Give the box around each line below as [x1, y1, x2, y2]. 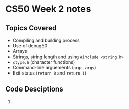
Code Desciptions [5, 85, 63, 94]
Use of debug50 [12, 43, 48, 49]
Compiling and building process [12, 37, 80, 43]
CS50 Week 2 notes [5, 3, 91, 15]
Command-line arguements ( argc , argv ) [12, 65, 96, 70]
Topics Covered [5, 24, 57, 32]
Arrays [12, 48, 27, 54]
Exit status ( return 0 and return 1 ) [12, 70, 87, 76]
